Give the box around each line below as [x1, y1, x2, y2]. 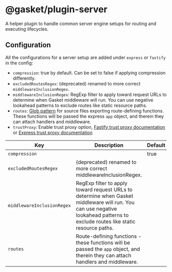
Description [94, 142, 124, 149]
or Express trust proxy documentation [12, 129, 93, 135]
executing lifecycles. [5, 26, 49, 32]
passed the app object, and [76, 245, 140, 253]
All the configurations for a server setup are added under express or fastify [5, 54, 166, 60]
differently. [12, 75, 36, 81]
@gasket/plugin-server [5, 4, 107, 15]
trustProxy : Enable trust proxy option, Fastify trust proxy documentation [12, 124, 165, 130]
